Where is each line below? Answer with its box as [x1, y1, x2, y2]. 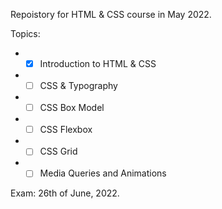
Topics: [10, 28, 41, 39]
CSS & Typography [39, 80, 118, 92]
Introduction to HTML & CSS [39, 58, 157, 69]
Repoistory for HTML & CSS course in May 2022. [10, 9, 212, 20]
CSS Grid [39, 145, 78, 158]
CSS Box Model [39, 102, 105, 114]
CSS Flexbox [39, 124, 93, 136]
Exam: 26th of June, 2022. [10, 187, 120, 199]
